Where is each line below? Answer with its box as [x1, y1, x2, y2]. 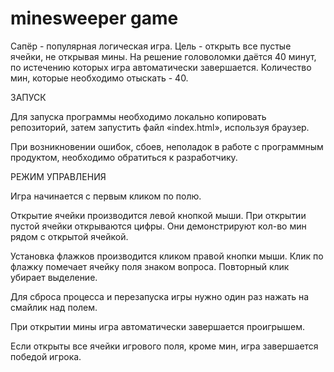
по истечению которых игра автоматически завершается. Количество [10, 61, 312, 73]
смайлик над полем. [10, 301, 98, 313]
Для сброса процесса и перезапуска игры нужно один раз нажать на [10, 290, 309, 302]
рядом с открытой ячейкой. [10, 230, 129, 242]
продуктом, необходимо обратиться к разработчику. [10, 151, 238, 163]
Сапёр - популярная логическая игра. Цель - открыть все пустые [10, 40, 292, 52]
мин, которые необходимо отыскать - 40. [10, 72, 189, 84]
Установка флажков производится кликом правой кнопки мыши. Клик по [10, 250, 324, 262]
